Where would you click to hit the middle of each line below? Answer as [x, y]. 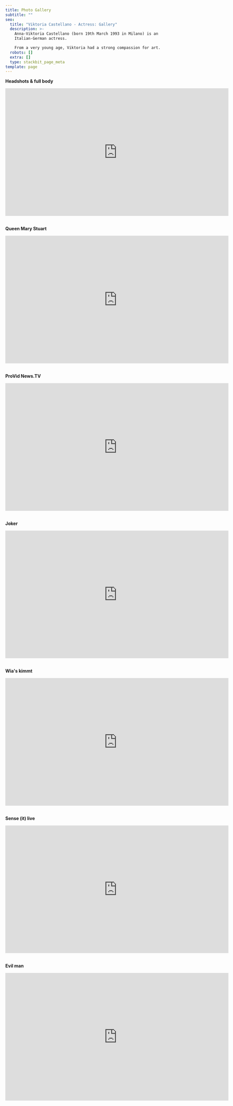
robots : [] [21, 52]
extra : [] [20, 57]
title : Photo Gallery [28, 10]
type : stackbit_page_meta [37, 62]
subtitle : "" [19, 15]
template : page [21, 67]
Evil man [15, 966]
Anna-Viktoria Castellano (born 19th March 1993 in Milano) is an [86, 34]
